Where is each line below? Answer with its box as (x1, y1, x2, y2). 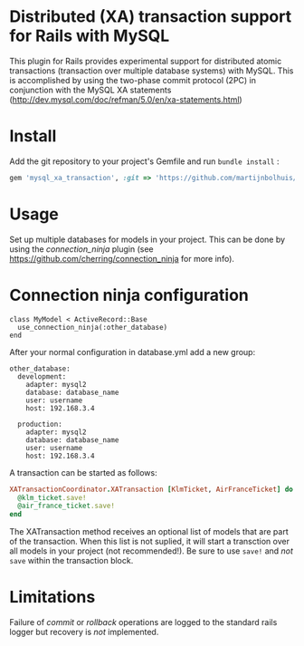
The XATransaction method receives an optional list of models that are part (9, 526, 289, 537)
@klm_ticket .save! (17, 493, 88, 502)
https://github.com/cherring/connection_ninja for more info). (9, 253, 235, 264)
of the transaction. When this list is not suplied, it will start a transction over (9, 536, 290, 547)
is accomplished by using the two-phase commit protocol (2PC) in (9, 74, 256, 85)
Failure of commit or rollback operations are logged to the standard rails (9, 617, 278, 628)
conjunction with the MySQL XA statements (9, 84, 172, 95)
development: (17, 371, 67, 381)
